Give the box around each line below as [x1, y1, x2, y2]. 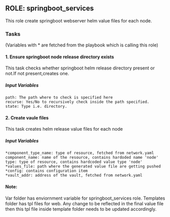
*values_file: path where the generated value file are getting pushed [5, 164, 161, 169]
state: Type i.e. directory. [5, 104, 67, 109]
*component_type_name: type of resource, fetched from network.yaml [5, 151, 154, 156]
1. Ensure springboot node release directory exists [5, 54, 114, 60]
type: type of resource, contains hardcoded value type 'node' [5, 159, 143, 165]
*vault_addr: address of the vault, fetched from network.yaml [5, 173, 143, 178]
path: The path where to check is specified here [5, 95, 113, 100]
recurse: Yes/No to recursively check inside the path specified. [5, 100, 150, 105]
